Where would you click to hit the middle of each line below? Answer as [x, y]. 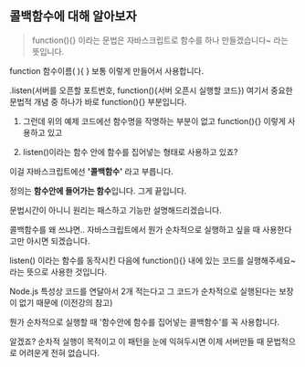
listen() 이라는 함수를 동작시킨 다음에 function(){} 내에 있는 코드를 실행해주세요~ [153, 260]
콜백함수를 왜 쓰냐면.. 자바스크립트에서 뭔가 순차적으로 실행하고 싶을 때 [135, 229]
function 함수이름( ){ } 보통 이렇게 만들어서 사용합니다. [106, 70]
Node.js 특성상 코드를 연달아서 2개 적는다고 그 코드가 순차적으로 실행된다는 [143, 291]
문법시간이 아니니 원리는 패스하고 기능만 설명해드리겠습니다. [116, 210]
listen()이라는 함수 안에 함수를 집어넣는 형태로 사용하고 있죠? [131, 152]
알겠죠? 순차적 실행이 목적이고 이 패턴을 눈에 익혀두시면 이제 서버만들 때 [137, 341]
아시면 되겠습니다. [58, 241]
